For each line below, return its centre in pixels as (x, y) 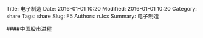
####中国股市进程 (29, 29)
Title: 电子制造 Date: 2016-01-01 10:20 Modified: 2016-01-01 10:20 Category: (102, 9)
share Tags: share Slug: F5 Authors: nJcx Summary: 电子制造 (83, 16)
